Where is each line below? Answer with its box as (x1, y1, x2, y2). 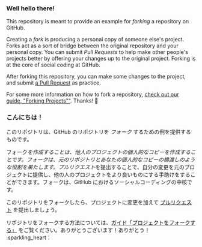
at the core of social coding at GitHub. (6, 61, 100, 68)
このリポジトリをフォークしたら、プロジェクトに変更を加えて (6, 198, 159, 206)
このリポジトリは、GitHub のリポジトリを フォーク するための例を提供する (6, 128, 191, 135)
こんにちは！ (6, 113, 44, 122)
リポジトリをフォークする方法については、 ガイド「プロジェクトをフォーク (6, 219, 191, 226)
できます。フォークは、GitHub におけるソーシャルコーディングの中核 (16, 178, 188, 185)
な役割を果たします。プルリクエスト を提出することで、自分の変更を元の (6, 163, 185, 170)
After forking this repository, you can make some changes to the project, (6, 73, 186, 80)
